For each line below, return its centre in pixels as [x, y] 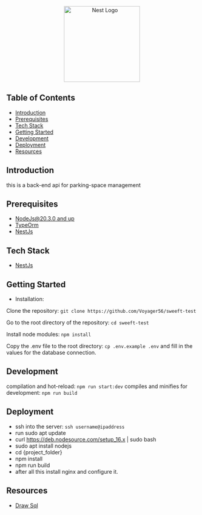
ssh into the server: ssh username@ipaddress [70, 426]
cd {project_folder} [39, 452]
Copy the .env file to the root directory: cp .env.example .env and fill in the [99, 346]
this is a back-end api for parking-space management [73, 185]
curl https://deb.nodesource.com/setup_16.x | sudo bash [86, 439]
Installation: [29, 299]
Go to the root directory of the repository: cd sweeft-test [78, 322]
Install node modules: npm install [49, 335]
